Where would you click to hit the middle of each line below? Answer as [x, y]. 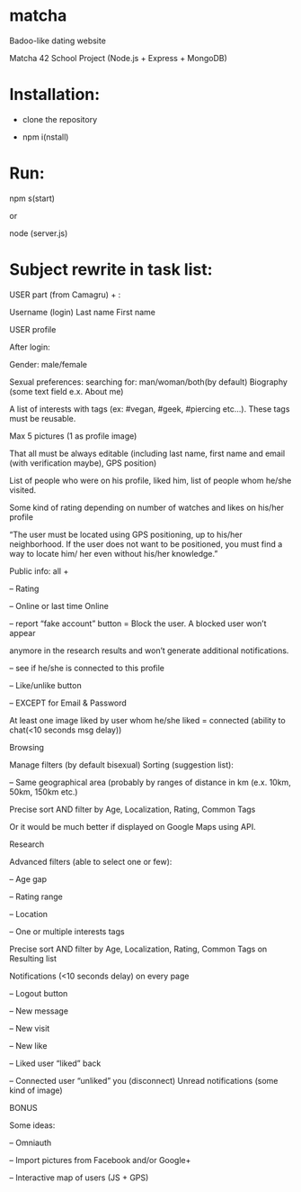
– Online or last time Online [59, 605]
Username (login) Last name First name [82, 312]
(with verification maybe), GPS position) [83, 463]
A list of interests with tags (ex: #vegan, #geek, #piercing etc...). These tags [150, 409]
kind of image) [36, 1090]
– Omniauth [31, 1142]
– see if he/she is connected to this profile [87, 668]
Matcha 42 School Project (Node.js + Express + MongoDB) [118, 58]
